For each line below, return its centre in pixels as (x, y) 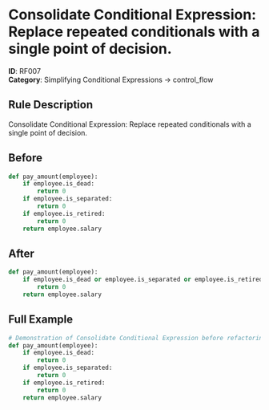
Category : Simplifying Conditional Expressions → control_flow (111, 79)
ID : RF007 (25, 71)
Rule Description (51, 105)
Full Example (41, 320)
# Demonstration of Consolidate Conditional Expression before (116, 338)
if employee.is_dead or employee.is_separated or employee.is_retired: (145, 280)
